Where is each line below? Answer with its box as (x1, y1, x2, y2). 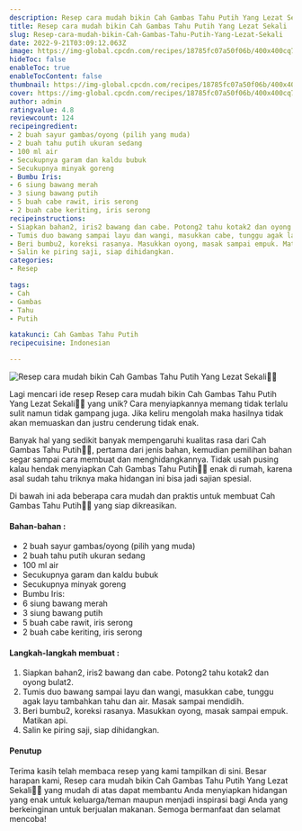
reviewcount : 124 (9, 113, 75, 122)
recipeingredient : (9, 122, 78, 131)
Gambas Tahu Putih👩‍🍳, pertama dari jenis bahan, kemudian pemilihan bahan (9, 445, 292, 455)
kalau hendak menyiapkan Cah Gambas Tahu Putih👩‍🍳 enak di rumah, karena (9, 464, 293, 474)
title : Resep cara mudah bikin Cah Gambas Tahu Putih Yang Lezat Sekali (9, 22, 288, 31)
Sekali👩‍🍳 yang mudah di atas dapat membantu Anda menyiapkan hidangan (9, 784, 288, 795)
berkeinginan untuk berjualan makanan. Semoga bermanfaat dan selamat (9, 803, 281, 815)
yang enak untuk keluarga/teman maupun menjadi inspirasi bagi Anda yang (9, 794, 289, 805)
